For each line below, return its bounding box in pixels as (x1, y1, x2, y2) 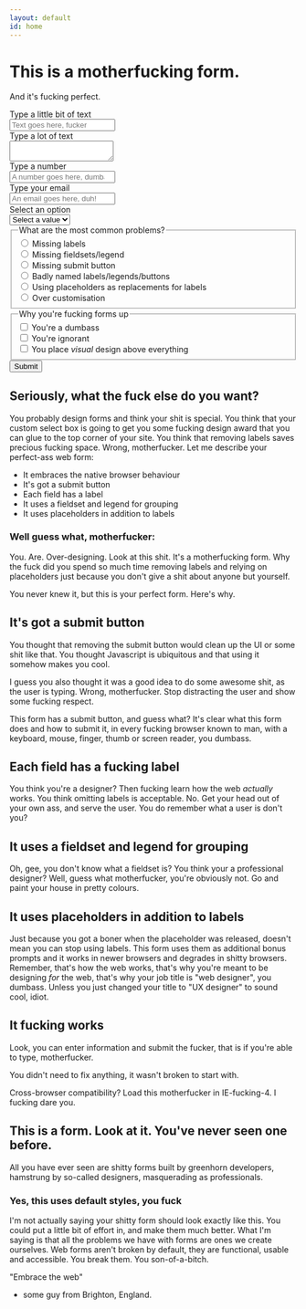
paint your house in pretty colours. (9, 883, 140, 894)
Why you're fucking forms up (18, 309, 130, 319)
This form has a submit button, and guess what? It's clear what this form (9, 713, 282, 724)
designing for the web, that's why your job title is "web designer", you (9, 972, 272, 983)
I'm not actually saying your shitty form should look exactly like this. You (9, 1215, 281, 1226)
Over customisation (31, 293, 106, 304)
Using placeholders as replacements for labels (31, 282, 207, 293)
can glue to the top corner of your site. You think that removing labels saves (9, 432, 295, 443)
